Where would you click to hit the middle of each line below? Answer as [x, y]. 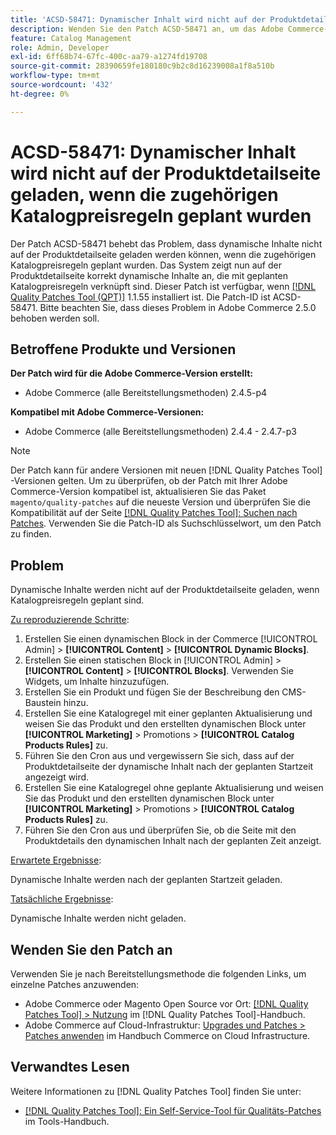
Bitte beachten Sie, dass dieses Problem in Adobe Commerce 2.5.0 [178, 307]
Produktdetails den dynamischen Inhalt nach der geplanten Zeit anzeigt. [173, 841]
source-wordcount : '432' [62, 85]
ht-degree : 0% [40, 94]
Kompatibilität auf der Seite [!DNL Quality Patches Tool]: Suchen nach [154, 513]
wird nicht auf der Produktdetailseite [166, 173]
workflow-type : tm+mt [55, 76]
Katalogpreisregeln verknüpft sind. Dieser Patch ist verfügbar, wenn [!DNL [163, 286]
